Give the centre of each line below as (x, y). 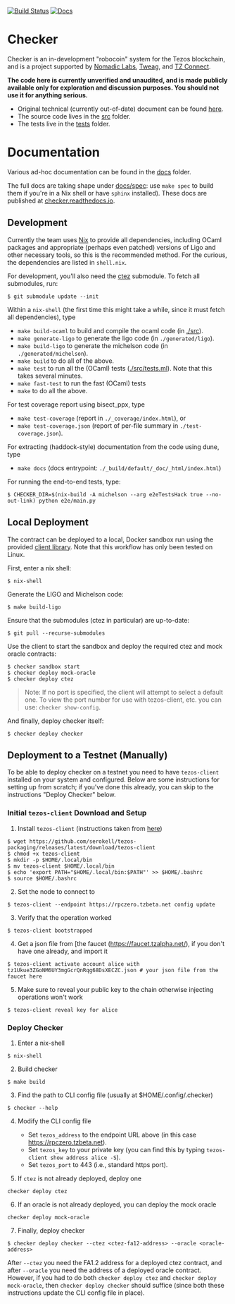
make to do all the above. (52, 390)
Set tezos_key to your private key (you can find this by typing (116, 1149)
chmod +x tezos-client (47, 854)
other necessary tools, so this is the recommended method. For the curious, (117, 255)
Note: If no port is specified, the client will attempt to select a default (124, 692)
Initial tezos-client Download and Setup (77, 813)
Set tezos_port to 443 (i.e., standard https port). (98, 1164)
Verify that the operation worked (64, 917)
